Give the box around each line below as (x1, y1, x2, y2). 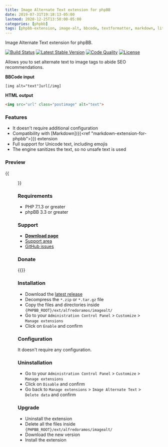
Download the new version (24, 432, 80, 438)
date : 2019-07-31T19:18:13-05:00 (5, 12, 75, 17)
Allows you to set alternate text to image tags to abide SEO (5, 59, 126, 65)
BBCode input (5, 74, 35, 80)
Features (5, 113, 27, 120)
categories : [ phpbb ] (5, 21, 48, 26)
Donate (17, 256, 36, 263)
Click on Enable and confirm (24, 323, 83, 329)
